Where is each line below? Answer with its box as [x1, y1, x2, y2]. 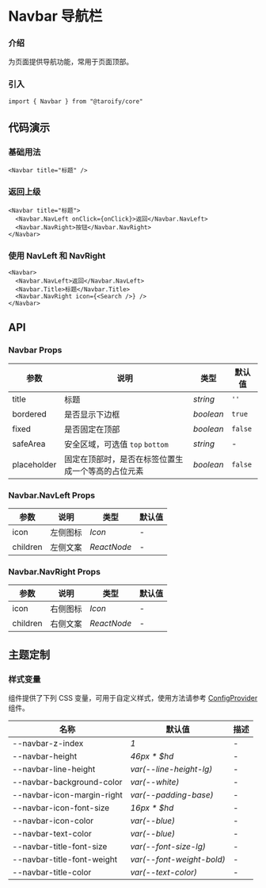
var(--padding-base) [130, 790, 214, 801]
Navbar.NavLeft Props [8, 490, 96, 501]
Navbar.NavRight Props [8, 566, 101, 577]
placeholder [12, 459, 57, 470]
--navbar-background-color [12, 777, 123, 788]
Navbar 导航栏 [8, 7, 103, 25]
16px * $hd [130, 802, 174, 813]
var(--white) [130, 777, 180, 788]
